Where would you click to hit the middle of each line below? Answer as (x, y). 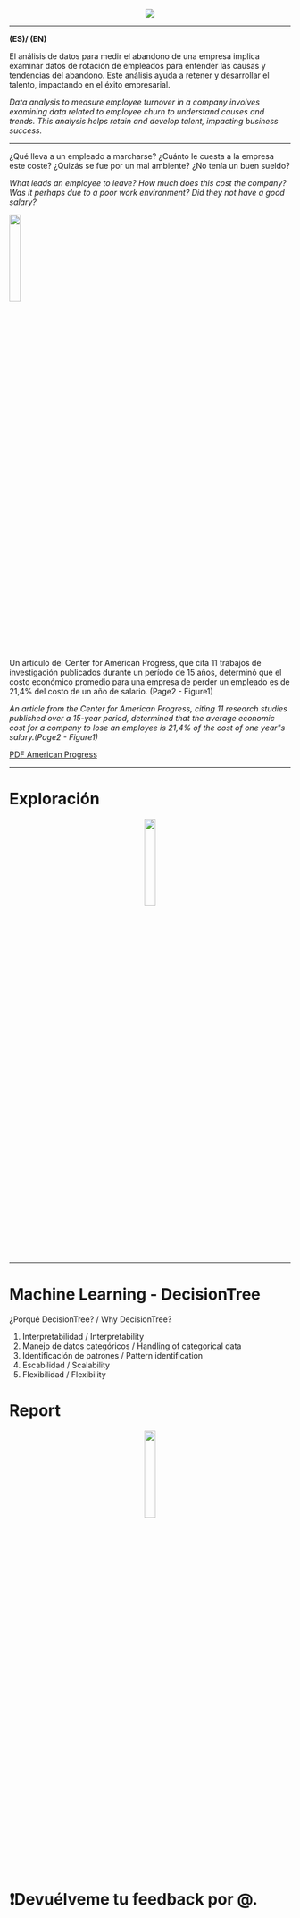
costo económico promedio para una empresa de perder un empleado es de (150, 682)
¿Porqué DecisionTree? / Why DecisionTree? (91, 1319)
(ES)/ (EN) (28, 39)
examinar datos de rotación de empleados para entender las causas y (137, 66)
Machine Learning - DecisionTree (135, 1295)
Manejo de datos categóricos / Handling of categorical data (132, 1346)
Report (35, 1411)
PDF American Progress (54, 754)
